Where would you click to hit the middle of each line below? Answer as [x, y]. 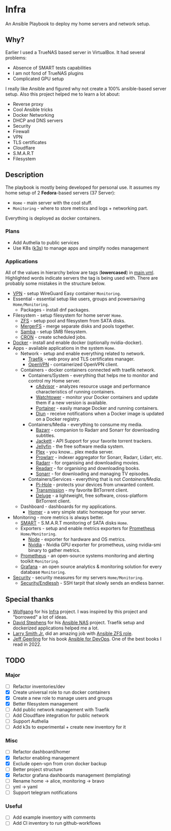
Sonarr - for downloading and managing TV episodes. [93, 474]
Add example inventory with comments [54, 817]
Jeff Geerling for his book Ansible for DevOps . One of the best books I [87, 639]
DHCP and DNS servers [38, 120]
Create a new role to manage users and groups [63, 698]
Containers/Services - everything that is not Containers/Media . [95, 479]
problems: [16, 58]
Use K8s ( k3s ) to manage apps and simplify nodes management [81, 248]
